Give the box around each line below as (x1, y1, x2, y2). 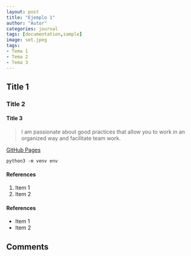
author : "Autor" (6, 20, 47, 26)
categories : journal (6, 25, 59, 32)
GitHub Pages (6, 146, 41, 154)
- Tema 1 (6, 48, 28, 54)
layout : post (6, 8, 39, 15)
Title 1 (6, 82, 29, 92)
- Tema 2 (6, 54, 28, 60)
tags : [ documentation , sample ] (6, 31, 83, 37)
